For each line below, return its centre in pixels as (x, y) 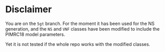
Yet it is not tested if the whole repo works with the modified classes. (78, 44)
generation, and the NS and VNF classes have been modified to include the (82, 29)
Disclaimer (29, 9)
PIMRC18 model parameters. (35, 34)
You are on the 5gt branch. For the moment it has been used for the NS (80, 23)
